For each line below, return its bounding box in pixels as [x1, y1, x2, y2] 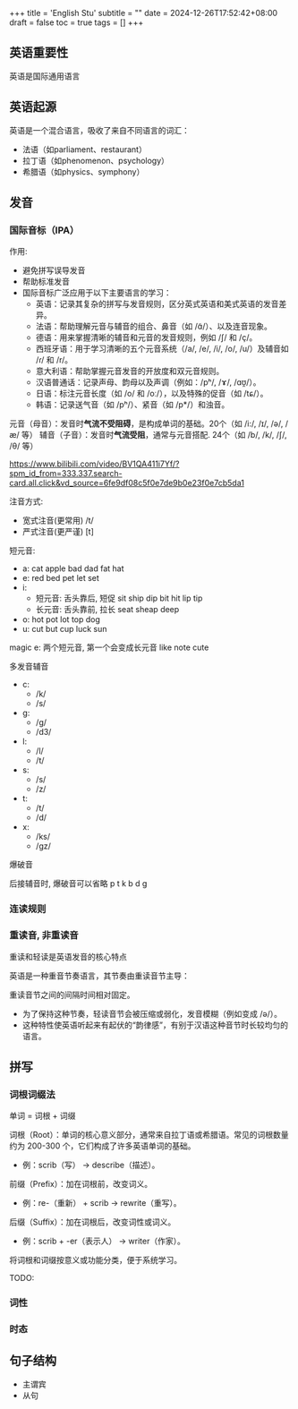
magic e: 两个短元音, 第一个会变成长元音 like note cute [9, 642, 209, 653]
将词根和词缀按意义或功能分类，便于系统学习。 [9, 1255, 182, 1266]
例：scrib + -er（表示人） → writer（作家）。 [21, 1235, 185, 1247]
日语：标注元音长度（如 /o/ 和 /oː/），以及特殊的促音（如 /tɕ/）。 [35, 389, 268, 399]
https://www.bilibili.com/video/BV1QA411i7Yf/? [9, 458, 180, 469]
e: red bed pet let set [21, 573, 100, 584]
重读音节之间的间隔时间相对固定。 [9, 989, 135, 1000]
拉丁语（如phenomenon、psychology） [21, 155, 170, 166]
